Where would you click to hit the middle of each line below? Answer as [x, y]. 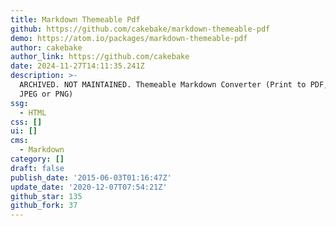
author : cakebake [46, 47]
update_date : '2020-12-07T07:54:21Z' [89, 187]
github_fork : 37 [44, 206]
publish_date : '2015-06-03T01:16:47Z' [91, 177]
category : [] [37, 159]
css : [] [26, 122]
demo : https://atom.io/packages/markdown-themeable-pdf [129, 38]
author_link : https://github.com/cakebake [100, 57]
